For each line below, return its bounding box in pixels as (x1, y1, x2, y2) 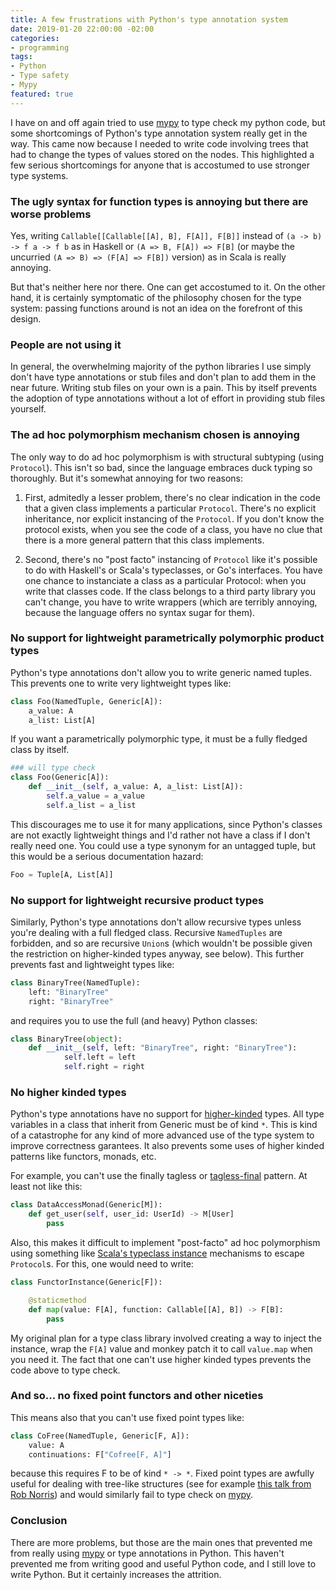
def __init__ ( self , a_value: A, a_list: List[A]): (28, 782, 244, 792)
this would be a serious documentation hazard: (10, 850, 204, 862)
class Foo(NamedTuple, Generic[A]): (10, 696, 163, 706)
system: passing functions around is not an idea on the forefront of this (10, 302, 303, 314)
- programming (10, 42, 70, 53)
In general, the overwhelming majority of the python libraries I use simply (10, 361, 312, 373)
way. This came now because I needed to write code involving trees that (10, 137, 309, 150)
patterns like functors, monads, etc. (10, 1151, 157, 1163)
